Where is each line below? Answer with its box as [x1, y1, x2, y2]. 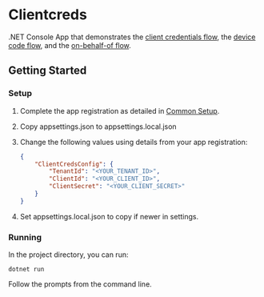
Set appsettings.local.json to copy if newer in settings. [19, 211, 198, 221]
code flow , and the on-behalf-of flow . [8, 40, 132, 50]
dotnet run [8, 266, 45, 274]
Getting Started [8, 64, 87, 78]
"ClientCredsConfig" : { [34, 160, 114, 168]
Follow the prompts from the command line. [8, 279, 152, 289]
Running [8, 231, 42, 243]
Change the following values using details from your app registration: [19, 137, 248, 146]
